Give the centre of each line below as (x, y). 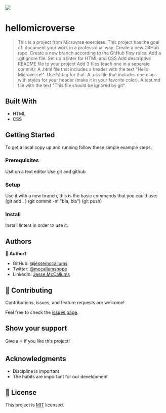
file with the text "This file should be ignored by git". (72, 85)
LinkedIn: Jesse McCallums (41, 274)
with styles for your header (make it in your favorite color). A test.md (89, 80)
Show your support (36, 328)
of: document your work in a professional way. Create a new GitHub (88, 47)
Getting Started (30, 135)
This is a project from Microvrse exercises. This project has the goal (88, 42)
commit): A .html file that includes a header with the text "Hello (83, 69)
